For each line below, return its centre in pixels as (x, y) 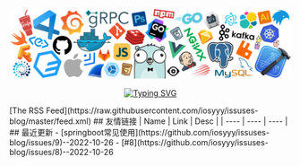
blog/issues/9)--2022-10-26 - (64, 142)
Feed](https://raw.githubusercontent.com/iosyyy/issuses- (152, 110)
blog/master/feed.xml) (51, 121)
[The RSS (27, 110)
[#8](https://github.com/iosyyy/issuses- (195, 142)
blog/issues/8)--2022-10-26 (61, 152)
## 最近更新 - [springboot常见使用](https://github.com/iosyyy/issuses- (140, 132)
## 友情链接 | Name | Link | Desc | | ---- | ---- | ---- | (190, 121)
